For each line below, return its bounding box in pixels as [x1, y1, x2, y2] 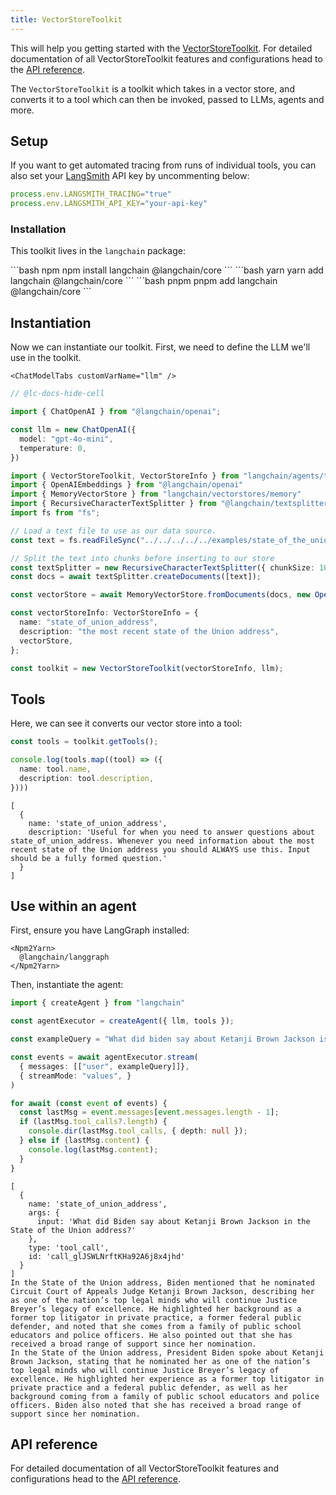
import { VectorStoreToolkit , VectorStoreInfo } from [10, 471, 240, 481]
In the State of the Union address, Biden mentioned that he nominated [10, 1277, 315, 1288]
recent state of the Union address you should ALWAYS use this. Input [10, 844, 311, 855]
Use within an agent [10, 898, 137, 915]
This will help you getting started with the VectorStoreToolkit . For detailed [10, 42, 313, 54]
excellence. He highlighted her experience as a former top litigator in [10, 1374, 325, 1384]
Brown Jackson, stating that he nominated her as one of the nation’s [10, 1356, 311, 1366]
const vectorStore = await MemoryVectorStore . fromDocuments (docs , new [10, 590, 311, 600]
